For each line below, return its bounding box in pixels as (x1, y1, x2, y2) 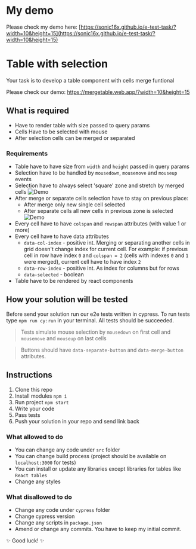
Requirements (6, 149, 48, 157)
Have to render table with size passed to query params (14, 121, 150, 129)
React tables (14, 472, 48, 478)
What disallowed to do (6, 493, 73, 501)
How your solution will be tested (6, 294, 128, 305)
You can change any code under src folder (14, 446, 120, 453)
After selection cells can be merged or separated (14, 134, 135, 141)
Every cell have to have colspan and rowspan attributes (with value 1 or (14, 219, 186, 227)
